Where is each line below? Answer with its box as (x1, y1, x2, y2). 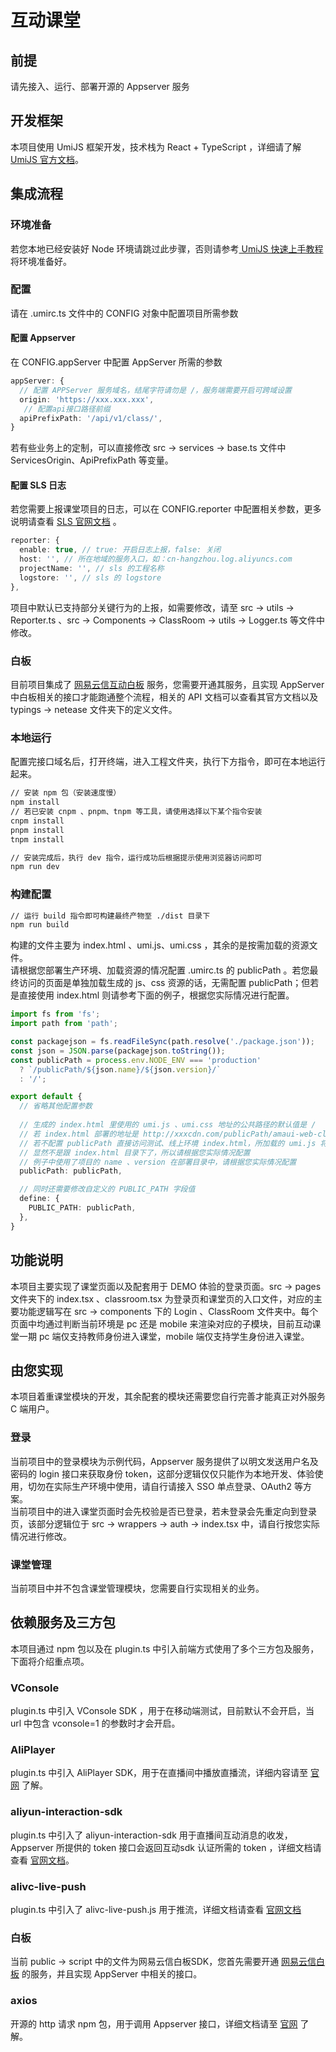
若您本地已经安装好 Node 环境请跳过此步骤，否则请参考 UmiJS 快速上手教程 (10, 242, 324, 255)
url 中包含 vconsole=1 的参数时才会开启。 (10, 1717, 181, 1730)
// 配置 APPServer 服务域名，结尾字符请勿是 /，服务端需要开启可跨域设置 (19, 385, 292, 395)
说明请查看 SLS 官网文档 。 (10, 516, 122, 528)
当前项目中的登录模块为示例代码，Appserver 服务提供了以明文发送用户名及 (10, 1455, 319, 1467)
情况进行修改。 (10, 1530, 72, 1542)
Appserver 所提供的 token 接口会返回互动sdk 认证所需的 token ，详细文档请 (10, 1841, 322, 1853)
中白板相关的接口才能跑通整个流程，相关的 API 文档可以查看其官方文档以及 (10, 691, 319, 703)
